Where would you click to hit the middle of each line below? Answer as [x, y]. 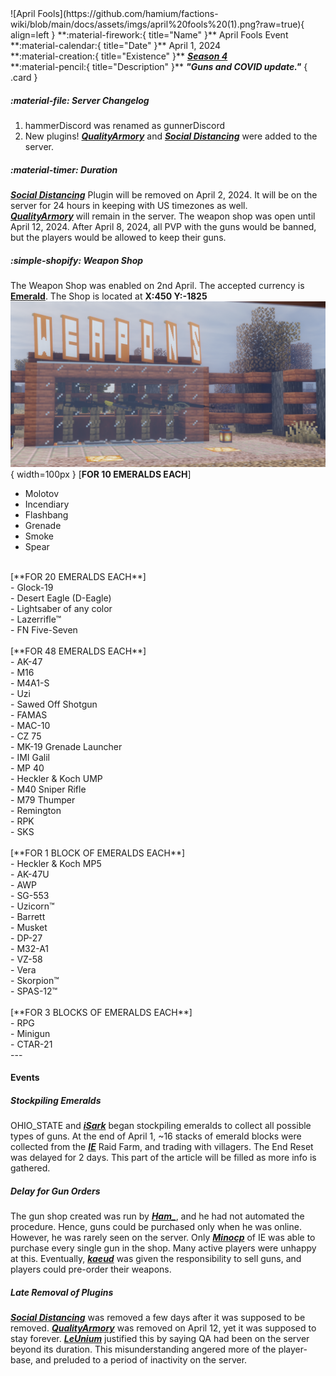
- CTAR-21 [31, 1044]
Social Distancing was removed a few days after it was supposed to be [158, 1318]
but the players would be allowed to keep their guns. [118, 237]
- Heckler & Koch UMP [56, 778]
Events [25, 1078]
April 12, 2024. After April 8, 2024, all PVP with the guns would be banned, [163, 226]
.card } [24, 77]
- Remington [36, 810]
